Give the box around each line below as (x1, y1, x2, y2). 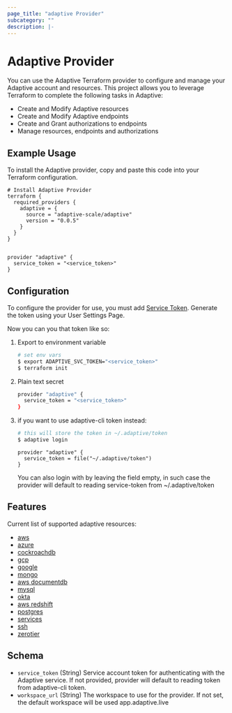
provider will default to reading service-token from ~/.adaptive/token (17, 480, 215, 489)
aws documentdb (17, 578, 68, 586)
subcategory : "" (7, 17, 54, 24)
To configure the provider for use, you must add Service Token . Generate (7, 303, 218, 311)
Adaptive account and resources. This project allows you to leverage (7, 84, 204, 92)
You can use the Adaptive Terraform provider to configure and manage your (7, 76, 225, 84)
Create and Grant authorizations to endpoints (17, 119, 148, 128)
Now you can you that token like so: (7, 324, 110, 332)
